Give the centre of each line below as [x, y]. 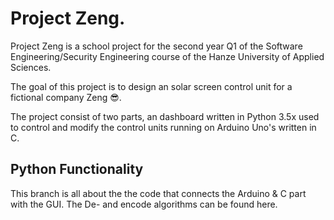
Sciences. [31, 67]
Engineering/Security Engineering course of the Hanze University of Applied [167, 56]
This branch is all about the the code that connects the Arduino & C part [158, 193]
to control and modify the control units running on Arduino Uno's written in [163, 127]
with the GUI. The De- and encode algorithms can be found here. [144, 204]
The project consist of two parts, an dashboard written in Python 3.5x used [165, 116]
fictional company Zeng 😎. [66, 97]
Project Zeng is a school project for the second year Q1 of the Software [156, 46]
